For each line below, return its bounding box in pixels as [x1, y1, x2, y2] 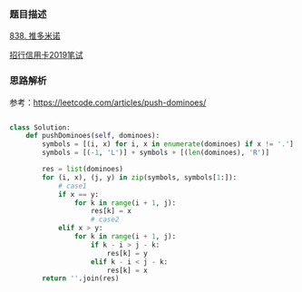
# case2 [90, 215, 120, 224]
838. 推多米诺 [9, 30, 61, 42]
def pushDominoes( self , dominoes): [25, 131, 161, 141]
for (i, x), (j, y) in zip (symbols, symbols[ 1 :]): [42, 172, 238, 182]
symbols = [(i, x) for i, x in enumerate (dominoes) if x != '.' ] [42, 140, 295, 149]
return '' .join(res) [42, 274, 120, 283]
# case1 [57, 181, 88, 190]
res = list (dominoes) [42, 165, 124, 174]
